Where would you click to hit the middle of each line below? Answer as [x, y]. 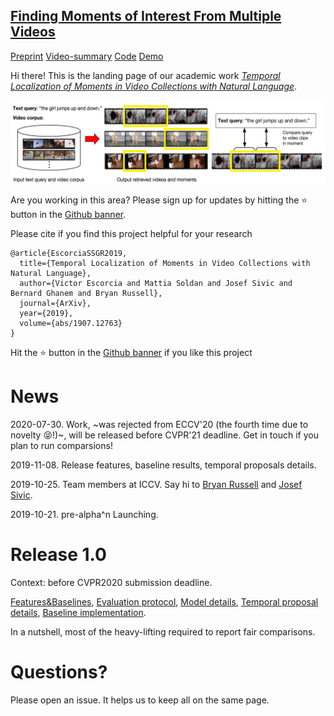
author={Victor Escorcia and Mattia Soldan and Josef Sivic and [156, 283]
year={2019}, [46, 313]
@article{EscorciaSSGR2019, [69, 253]
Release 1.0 [58, 554]
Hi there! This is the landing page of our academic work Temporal [145, 75]
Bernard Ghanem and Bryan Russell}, [86, 293]
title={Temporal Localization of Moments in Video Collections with [165, 263]
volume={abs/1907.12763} [71, 323]
